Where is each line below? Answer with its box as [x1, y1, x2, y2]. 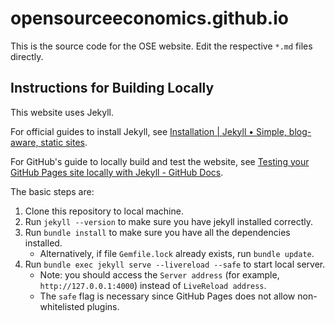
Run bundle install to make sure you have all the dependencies [24, 226, 291, 238]
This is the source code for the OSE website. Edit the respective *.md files [10, 40, 313, 52]
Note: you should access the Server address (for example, [39, 268, 280, 281]
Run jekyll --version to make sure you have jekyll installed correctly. [24, 215, 314, 227]
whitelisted [39, 300, 85, 312]
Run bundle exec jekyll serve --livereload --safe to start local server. [24, 258, 326, 270]
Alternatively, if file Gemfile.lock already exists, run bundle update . [39, 247, 315, 259]
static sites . [40, 136, 88, 148]
